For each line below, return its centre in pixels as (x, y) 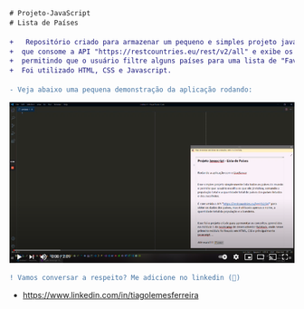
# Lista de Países (44, 23)
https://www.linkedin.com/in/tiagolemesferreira (110, 295)
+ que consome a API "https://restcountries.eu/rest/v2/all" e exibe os (152, 52)
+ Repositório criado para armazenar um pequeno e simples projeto (143, 42)
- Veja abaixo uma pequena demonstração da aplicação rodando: (131, 90)
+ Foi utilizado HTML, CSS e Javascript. (90, 71)
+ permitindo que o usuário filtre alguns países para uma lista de (143, 61)
